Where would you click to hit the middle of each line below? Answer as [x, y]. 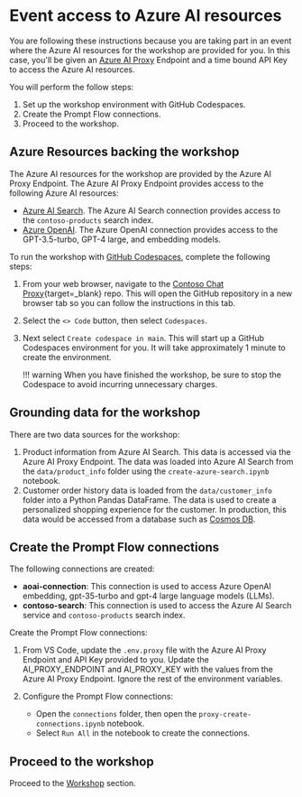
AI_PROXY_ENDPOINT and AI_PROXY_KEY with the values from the [147, 670]
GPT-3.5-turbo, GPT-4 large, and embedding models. [121, 239]
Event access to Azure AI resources [146, 16]
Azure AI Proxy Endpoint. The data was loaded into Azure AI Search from [158, 461]
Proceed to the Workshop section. [73, 783]
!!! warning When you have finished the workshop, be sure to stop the [152, 375]
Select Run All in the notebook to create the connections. [143, 733]
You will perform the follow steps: [72, 87]
